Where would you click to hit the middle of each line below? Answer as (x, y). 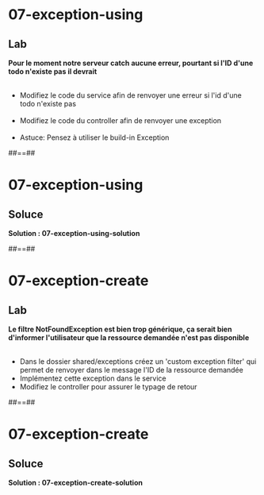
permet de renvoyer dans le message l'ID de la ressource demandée (131, 370)
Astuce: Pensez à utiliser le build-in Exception (94, 137)
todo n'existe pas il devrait (53, 72)
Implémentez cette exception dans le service (93, 378)
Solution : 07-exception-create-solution (75, 483)
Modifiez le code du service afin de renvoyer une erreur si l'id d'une (130, 95)
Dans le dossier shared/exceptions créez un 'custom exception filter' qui (138, 362)
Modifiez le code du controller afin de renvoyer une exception (121, 120)
